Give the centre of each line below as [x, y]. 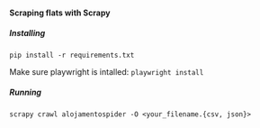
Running [26, 92]
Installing [27, 33]
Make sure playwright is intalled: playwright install [107, 71]
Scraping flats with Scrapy [60, 13]
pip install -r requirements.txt [72, 55]
